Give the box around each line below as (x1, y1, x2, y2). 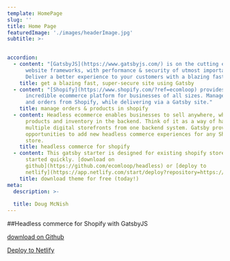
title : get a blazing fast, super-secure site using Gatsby (19, 79, 194, 86)
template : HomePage (7, 10, 63, 17)
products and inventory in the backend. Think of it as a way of (25, 118, 216, 125)
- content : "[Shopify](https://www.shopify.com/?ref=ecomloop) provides (13, 86, 225, 93)
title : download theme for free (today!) (19, 175, 139, 182)
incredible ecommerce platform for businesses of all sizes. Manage (25, 92, 225, 99)
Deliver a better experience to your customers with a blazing (25, 73, 210, 80)
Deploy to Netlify (7, 246, 55, 254)
